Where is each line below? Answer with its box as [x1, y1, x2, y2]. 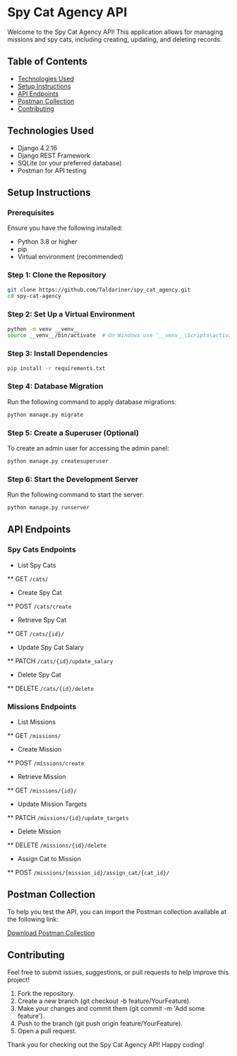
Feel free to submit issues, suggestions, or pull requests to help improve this [7, 968, 229, 976]
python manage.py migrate [7, 411, 83, 418]
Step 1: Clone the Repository [7, 270, 107, 280]
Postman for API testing [17, 166, 87, 174]
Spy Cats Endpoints [7, 545, 76, 554]
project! [7, 975, 30, 984]
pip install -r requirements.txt [7, 364, 106, 372]
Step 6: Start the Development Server [7, 474, 139, 484]
